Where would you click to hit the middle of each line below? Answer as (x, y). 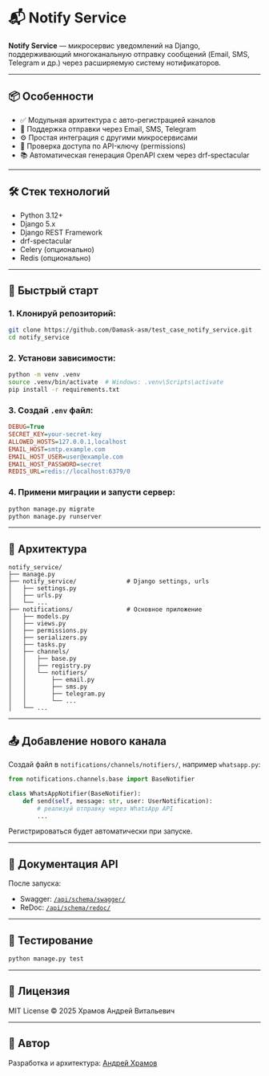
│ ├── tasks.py (37, 645)
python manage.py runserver (55, 516)
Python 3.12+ (41, 215)
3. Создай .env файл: (51, 410)
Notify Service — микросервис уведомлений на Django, (104, 45)
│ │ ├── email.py (51, 680)
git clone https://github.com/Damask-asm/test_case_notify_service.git (130, 330)
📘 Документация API (63, 864)
